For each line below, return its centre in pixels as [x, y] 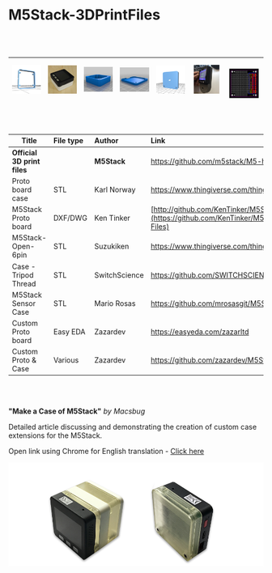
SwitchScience [119, 275]
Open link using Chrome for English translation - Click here [106, 451]
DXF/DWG [70, 218]
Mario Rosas [115, 303]
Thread [24, 283]
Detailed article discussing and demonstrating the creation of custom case [133, 427]
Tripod [23, 275]
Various [66, 360]
